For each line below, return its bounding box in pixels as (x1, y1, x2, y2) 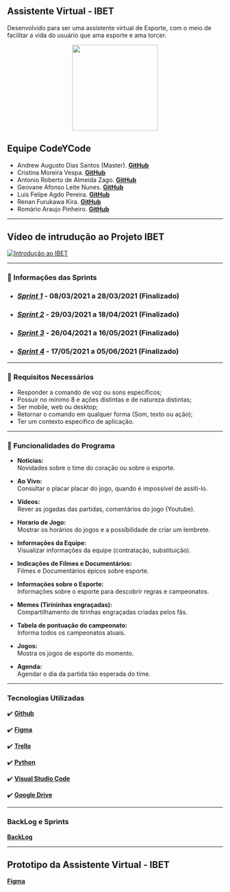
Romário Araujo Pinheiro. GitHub (16, 205, 110, 213)
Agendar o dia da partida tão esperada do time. (16, 670, 151, 678)
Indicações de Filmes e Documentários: (16, 560, 132, 568)
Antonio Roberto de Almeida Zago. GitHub (16, 175, 137, 184)
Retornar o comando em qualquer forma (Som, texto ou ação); (16, 410, 193, 418)
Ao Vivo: (16, 477, 42, 485)
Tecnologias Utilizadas (7, 693, 85, 702)
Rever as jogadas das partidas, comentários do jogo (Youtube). (16, 505, 195, 514)
